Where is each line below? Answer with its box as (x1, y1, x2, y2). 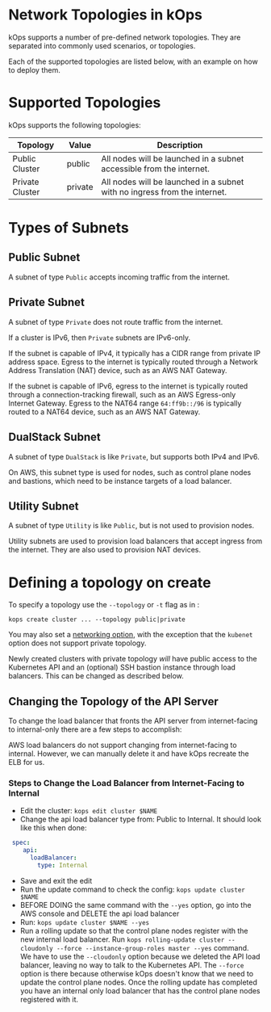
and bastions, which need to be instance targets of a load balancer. (8, 476, 232, 485)
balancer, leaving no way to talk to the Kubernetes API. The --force (19, 960, 244, 970)
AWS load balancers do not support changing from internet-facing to (8, 741, 237, 750)
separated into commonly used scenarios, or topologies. (8, 40, 196, 50)
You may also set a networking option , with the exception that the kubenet (8, 630, 253, 640)
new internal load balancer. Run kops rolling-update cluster (19, 934, 225, 944)
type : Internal (37, 861, 89, 869)
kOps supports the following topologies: (8, 120, 141, 130)
